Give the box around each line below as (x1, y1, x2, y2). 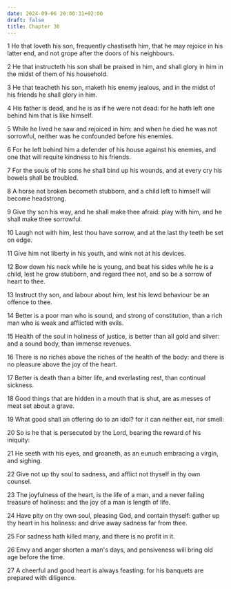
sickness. (7, 381, 34, 389)
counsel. (7, 478, 32, 486)
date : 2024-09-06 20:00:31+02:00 (7, 10, 103, 17)
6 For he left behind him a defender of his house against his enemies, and (7, 146, 217, 154)
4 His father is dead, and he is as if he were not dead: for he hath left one (7, 104, 215, 113)
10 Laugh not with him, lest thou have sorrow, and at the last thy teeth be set (7, 229, 224, 237)
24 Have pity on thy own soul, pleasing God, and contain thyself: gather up (7, 512, 220, 520)
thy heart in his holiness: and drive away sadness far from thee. (7, 519, 188, 527)
